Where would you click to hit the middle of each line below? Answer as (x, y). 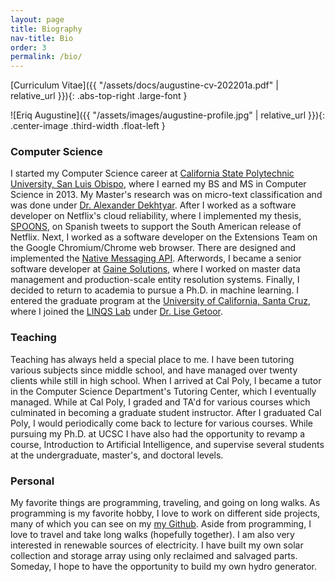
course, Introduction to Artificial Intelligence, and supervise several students (167, 444)
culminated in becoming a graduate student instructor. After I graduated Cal (166, 412)
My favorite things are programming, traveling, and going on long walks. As (165, 503)
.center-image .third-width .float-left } (88, 126)
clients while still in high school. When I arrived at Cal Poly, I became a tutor (166, 380)
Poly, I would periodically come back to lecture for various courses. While (161, 423)
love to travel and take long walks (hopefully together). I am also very (152, 535)
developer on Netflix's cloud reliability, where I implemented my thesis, (156, 216)
